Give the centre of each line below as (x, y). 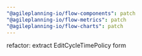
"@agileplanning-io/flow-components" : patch (71, 13)
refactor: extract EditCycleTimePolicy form (66, 46)
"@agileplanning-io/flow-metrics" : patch (67, 20)
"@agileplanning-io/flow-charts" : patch (65, 26)
